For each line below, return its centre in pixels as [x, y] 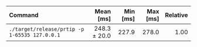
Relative [176, 15]
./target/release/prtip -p [47, 29]
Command [24, 15]
